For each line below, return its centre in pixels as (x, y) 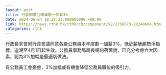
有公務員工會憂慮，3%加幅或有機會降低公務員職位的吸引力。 (69, 67)
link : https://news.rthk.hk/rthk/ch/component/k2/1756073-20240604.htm (83, 24)
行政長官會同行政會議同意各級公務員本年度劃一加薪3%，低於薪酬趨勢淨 (80, 44)
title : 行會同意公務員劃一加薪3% (37, 15)
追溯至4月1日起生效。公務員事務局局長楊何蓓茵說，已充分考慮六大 (84, 50)
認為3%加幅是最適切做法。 (42, 57)
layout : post (19, 10)
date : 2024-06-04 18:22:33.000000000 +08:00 (53, 19)
